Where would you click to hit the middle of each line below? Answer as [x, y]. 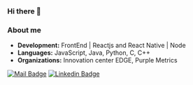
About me [24, 30]
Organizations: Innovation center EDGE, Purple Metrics [97, 60]
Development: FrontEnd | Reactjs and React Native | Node [102, 46]
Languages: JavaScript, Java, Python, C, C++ [84, 53]
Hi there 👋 [24, 11]
